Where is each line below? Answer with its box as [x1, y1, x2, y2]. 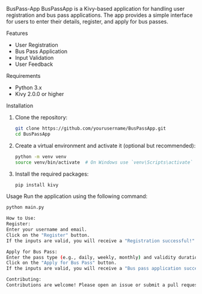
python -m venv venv [14, 153, 67, 159]
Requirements [6, 72, 41, 79]
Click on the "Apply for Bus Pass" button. [6, 260, 117, 266]
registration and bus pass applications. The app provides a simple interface [6, 11, 193, 19]
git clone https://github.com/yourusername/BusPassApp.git [14, 126, 167, 132]
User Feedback [14, 60, 53, 68]
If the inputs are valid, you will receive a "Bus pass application [6, 266, 182, 272]
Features [6, 30, 28, 37]
